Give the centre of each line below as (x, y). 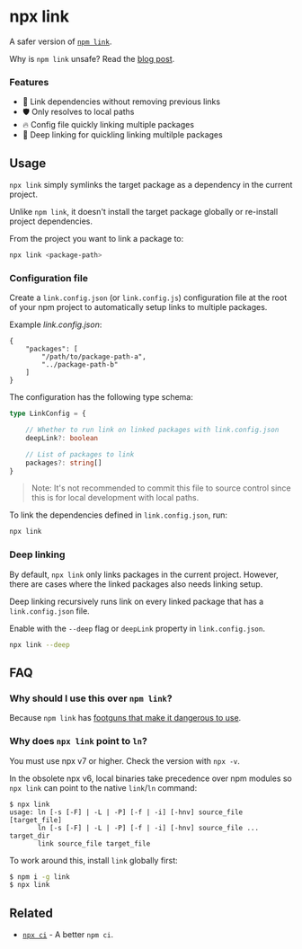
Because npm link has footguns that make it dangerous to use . (125, 718)
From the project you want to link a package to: (97, 239)
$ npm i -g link (40, 877)
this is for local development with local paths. (115, 498)
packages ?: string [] (64, 463)
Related (31, 913)
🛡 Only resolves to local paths (78, 112)
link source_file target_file (94, 843)
